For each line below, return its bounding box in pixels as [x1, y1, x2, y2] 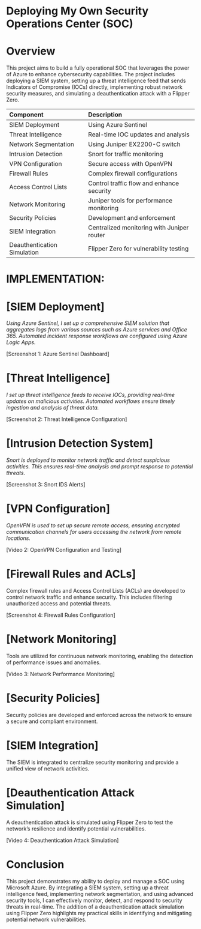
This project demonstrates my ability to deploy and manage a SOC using [6, 877, 185, 885]
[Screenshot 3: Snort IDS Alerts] [6, 481, 86, 488]
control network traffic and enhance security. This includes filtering [6, 593, 172, 601]
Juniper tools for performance [88, 196, 173, 205]
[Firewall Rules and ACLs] [6, 567, 136, 581]
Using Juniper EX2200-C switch [88, 140, 181, 148]
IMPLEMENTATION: [6, 272, 105, 286]
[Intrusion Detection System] [6, 437, 154, 450]
